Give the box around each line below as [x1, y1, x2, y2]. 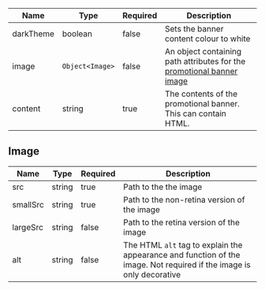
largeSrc [12, 221, 43, 232]
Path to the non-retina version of [123, 194, 245, 205]
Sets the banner [164, 24, 224, 34]
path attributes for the [164, 56, 246, 66]
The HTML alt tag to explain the [123, 240, 243, 251]
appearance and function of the [123, 249, 241, 260]
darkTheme [12, 28, 55, 39]
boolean [62, 28, 93, 39]
